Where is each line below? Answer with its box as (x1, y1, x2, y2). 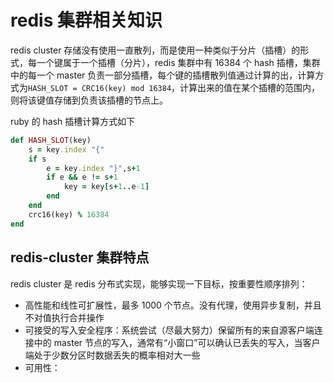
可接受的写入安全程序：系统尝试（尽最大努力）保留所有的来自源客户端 (24, 324, 315, 336)
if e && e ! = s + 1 (46, 172, 118, 183)
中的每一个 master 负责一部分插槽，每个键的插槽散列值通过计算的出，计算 (10, 69, 316, 81)
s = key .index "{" (28, 144, 105, 155)
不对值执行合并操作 (24, 311, 105, 323)
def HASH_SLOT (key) (10, 135, 92, 145)
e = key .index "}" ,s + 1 (46, 163, 141, 173)
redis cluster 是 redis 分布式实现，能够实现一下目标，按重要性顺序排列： (10, 277, 308, 290)
